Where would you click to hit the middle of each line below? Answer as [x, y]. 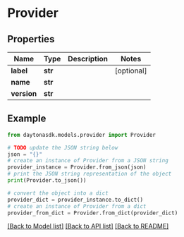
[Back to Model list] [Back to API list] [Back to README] [88, 226]
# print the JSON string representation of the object [90, 174]
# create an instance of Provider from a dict [77, 206]
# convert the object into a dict [58, 193]
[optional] [131, 71]
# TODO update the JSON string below [63, 147]
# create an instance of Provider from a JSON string [88, 161]
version [24, 93]
